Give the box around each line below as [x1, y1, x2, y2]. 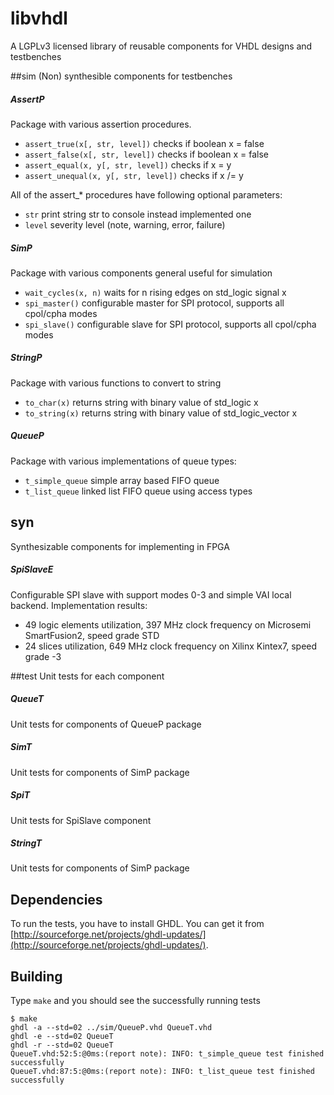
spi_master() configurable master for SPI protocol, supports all [24, 297, 285, 309]
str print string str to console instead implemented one [24, 208, 252, 220]
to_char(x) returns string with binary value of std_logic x [24, 396, 259, 408]
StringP [10, 352, 43, 364]
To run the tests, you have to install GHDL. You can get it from [10, 918, 265, 930]
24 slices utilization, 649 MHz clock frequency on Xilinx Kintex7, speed [24, 640, 318, 652]
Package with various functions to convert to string [10, 377, 222, 389]
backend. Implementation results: [10, 599, 148, 611]
